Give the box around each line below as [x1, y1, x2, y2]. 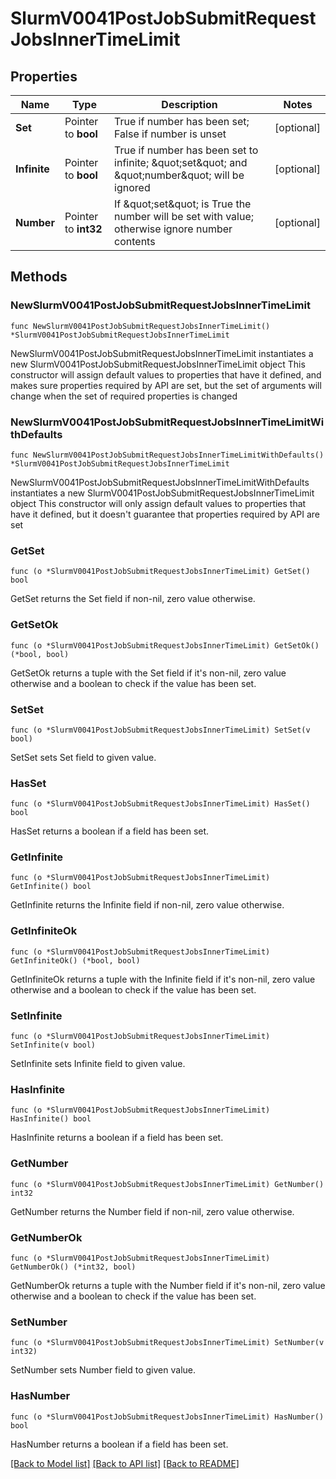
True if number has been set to [114, 143, 259, 157]
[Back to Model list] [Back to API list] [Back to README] [10, 1457, 240, 1469]
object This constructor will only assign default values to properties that [10, 497, 307, 509]
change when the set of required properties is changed [10, 390, 238, 402]
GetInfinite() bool [10, 882, 92, 892]
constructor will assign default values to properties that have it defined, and [10, 368, 322, 381]
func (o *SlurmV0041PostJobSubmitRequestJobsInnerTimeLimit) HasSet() [10, 799, 311, 809]
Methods [10, 268, 68, 286]
